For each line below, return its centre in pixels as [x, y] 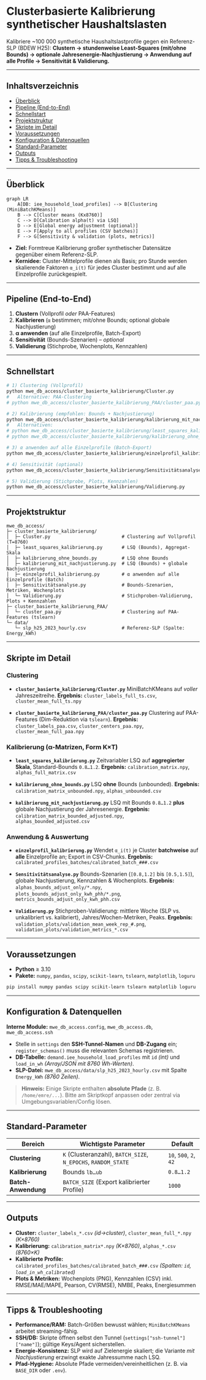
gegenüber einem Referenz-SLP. [56, 254]
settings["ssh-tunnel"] [155, 1338]
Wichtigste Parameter [112, 1144]
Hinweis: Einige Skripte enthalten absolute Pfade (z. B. [91, 1088]
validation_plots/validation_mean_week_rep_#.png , [81, 924]
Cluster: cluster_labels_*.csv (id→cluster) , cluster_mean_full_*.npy [103, 1233]
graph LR [17, 199]
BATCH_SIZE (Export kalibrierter [106, 1182]
